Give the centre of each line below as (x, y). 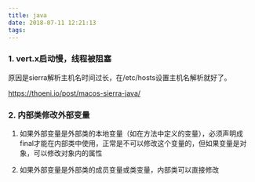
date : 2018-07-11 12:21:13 (52, 23)
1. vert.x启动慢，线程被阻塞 (60, 59)
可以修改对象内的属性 (68, 153)
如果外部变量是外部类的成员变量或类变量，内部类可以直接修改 (119, 169)
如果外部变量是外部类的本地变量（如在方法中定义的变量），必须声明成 (131, 133)
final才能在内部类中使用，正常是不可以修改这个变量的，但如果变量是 (129, 143)
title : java (27, 15)
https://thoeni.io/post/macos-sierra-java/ (75, 93)
